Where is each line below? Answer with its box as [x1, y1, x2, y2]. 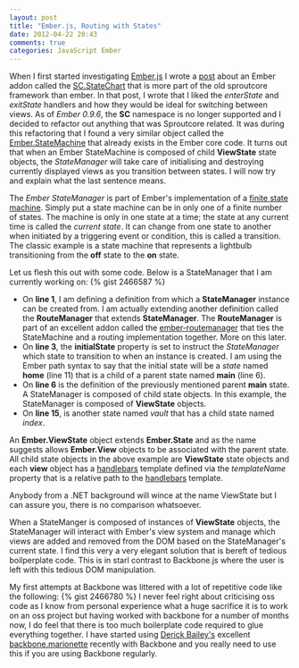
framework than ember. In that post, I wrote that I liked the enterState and [9, 90, 279, 101]
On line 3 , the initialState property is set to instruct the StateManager [21, 342, 279, 352]
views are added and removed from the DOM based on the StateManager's [9, 536, 286, 546]
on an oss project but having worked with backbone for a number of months [9, 610, 290, 621]
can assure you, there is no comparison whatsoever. [9, 500, 202, 511]
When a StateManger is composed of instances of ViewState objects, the [9, 517, 281, 528]
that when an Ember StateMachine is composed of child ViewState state [9, 147, 277, 157]
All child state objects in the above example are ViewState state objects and [9, 453, 290, 465]
